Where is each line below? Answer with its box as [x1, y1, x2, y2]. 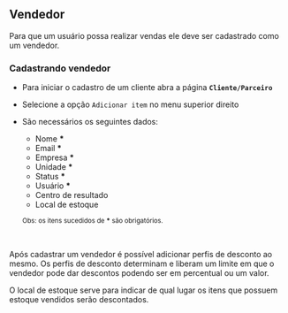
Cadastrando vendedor [9, 62, 111, 74]
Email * [34, 143, 62, 154]
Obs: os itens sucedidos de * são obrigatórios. [21, 217, 163, 225]
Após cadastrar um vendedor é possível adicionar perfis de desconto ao [9, 249, 272, 260]
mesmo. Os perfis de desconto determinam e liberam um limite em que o [9, 258, 275, 269]
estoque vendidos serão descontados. [9, 294, 149, 305]
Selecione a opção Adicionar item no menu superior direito [21, 99, 239, 110]
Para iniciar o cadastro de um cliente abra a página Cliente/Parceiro [21, 82, 273, 93]
